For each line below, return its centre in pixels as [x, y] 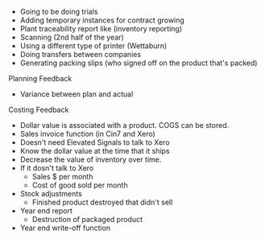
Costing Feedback [39, 109]
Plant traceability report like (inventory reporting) [101, 29]
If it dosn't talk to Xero [57, 168]
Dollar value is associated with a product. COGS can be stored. [124, 125]
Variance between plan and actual [77, 94]
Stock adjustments [51, 194]
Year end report [46, 211]
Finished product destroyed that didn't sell [102, 202]
